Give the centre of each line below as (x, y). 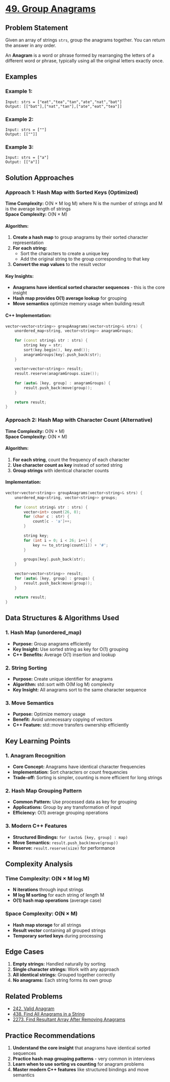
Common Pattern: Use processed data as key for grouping (75, 802)
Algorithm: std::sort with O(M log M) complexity (63, 684)
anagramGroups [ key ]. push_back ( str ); (63, 355)
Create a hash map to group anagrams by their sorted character (80, 237)
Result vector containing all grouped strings (59, 930)
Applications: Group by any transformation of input (67, 807)
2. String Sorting (26, 668)
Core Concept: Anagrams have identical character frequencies (79, 767)
